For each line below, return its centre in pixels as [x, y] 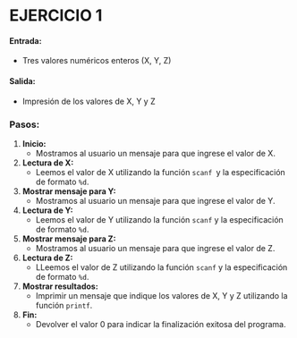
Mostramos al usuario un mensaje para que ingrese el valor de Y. [155, 200]
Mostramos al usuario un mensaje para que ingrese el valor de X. [155, 153]
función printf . [64, 305]
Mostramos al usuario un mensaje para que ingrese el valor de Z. [155, 248]
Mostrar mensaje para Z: [69, 239]
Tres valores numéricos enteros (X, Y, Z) [97, 61]
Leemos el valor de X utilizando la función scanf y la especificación [161, 172]
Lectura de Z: [47, 258]
